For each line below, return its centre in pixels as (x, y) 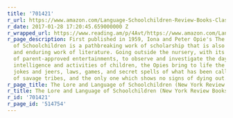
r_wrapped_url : (29, 33)
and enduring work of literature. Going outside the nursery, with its (119, 53)
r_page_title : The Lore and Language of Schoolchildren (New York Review (116, 85)
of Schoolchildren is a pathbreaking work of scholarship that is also (119, 46)
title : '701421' (31, 14)
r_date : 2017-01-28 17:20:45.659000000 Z (68, 26)
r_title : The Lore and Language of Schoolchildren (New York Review (108, 91)
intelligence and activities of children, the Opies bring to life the (119, 65)
